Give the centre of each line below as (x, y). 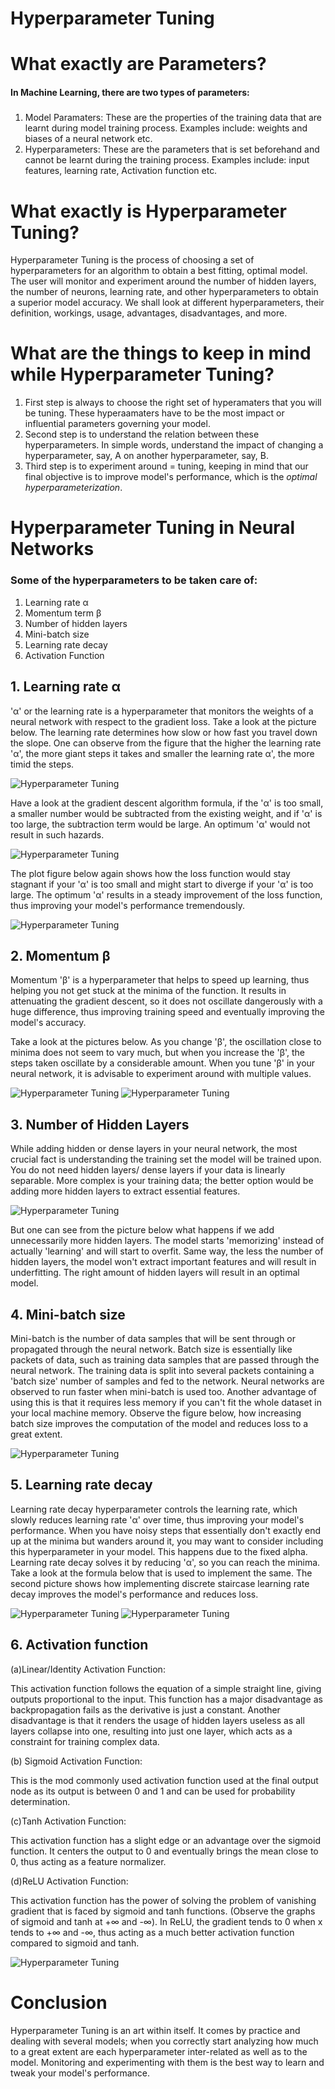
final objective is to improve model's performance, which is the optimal (171, 477)
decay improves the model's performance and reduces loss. (134, 1594)
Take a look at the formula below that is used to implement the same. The (161, 1573)
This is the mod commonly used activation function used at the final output (164, 1780)
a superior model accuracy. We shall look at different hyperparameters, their (167, 303)
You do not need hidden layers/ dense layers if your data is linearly (148, 1170)
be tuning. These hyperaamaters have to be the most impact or (154, 413)
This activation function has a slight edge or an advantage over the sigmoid (165, 1840)
